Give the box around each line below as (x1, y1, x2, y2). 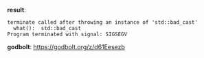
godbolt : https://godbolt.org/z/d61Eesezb (7, 43, 126, 50)
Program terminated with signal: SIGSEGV (7, 31, 128, 38)
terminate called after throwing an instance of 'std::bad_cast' (7, 19, 198, 26)
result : (7, 6, 26, 14)
